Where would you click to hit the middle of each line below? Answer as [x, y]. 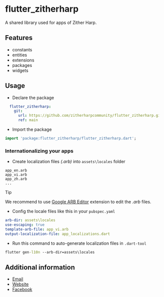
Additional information [40, 267]
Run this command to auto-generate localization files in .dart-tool [79, 243]
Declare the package [33, 97]
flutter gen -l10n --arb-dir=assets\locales [50, 252]
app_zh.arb [16, 179]
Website [20, 284]
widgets [20, 70]
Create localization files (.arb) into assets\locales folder [69, 162]
